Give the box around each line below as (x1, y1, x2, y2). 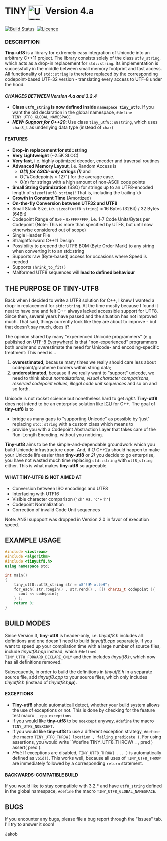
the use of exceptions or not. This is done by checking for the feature (12, 707, 155, 713)
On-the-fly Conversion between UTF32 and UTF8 (12, 200, 118, 206)
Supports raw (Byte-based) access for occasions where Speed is (12, 253, 147, 259)
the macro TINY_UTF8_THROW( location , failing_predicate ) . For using (12, 734, 161, 740)
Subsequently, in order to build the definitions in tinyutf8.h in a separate (5, 669, 152, 675)
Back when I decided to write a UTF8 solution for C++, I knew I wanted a (5, 297, 155, 303)
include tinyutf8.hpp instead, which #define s (5, 648, 97, 654)
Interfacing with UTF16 (12, 491, 59, 497)
